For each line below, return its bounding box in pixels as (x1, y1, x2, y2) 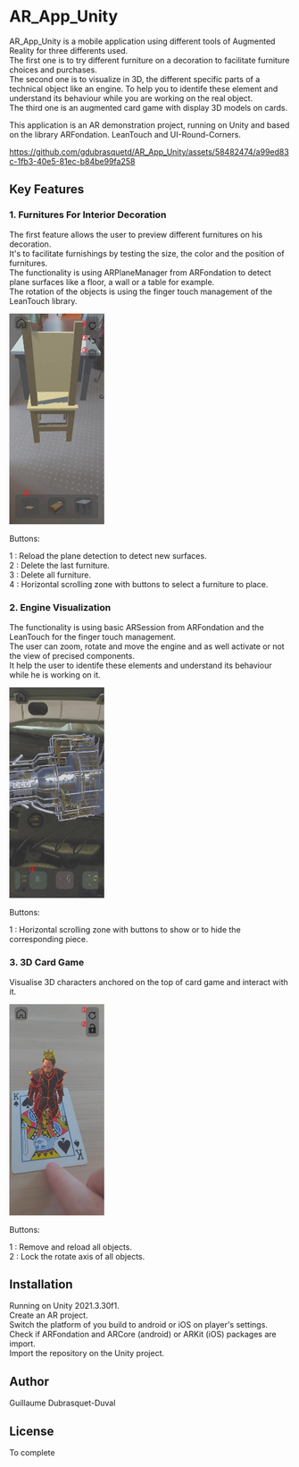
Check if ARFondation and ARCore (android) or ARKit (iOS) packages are (9, 1329, 277, 1340)
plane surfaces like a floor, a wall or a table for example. (9, 276, 215, 287)
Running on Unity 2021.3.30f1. (9, 1301, 120, 1311)
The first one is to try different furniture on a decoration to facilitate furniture (9, 55, 290, 65)
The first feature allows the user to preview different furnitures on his (9, 229, 263, 240)
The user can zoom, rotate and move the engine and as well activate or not (9, 641, 285, 652)
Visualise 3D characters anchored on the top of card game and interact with (9, 976, 288, 987)
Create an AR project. (9, 1310, 88, 1320)
